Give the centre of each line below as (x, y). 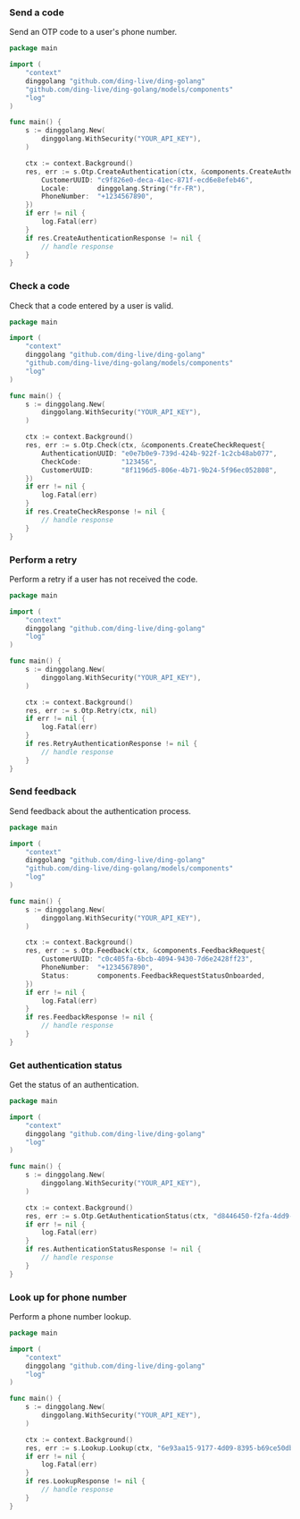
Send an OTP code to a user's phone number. (93, 32)
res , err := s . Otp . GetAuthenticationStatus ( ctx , (117, 1216)
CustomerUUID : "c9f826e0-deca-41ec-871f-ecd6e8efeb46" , (147, 180)
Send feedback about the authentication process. (100, 810)
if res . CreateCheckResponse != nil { (96, 512)
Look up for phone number (68, 1297)
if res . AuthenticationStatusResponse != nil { (113, 1250)
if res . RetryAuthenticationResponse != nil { (112, 744)
